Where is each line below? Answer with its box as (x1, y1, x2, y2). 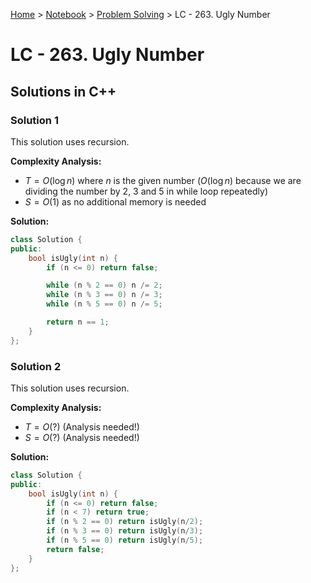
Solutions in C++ (10, 83, 117, 100)
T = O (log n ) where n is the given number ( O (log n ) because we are (24, 174, 302, 186)
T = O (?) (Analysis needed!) (24, 420, 140, 433)
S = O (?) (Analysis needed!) (24, 431, 140, 443)
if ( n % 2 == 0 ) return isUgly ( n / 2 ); (46, 517, 204, 527)
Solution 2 (10, 359, 62, 373)
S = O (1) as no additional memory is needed (24, 195, 207, 208)
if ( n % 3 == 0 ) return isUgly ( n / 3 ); (46, 526, 204, 536)
